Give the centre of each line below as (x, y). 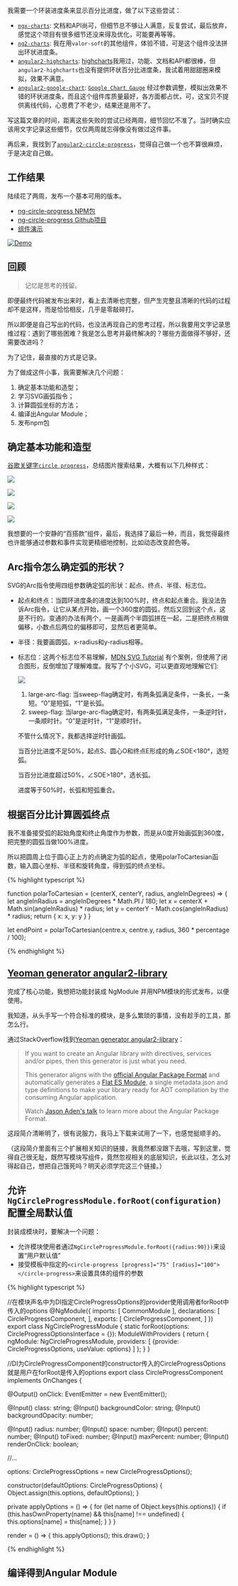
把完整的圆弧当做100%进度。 (50, 842)
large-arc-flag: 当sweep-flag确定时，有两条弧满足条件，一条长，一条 (129, 694)
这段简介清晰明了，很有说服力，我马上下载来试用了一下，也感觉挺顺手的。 (116, 1133)
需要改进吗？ (26, 342)
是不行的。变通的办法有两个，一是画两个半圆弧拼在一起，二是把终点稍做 (123, 618)
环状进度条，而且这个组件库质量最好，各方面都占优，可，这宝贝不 (126, 96)
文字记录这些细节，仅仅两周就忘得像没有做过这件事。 (97, 129)
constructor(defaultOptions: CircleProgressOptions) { (85, 1485)
